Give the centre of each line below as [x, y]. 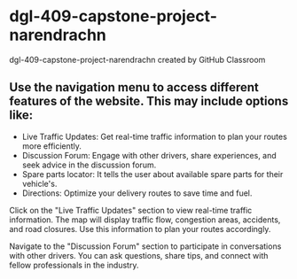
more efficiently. [52, 146]
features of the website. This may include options [149, 101]
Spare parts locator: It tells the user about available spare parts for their [152, 174]
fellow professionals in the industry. [74, 265]
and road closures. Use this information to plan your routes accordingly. [140, 229]
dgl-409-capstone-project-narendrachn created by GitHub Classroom [137, 59]
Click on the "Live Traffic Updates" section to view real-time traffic [131, 210]
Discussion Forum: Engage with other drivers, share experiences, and [149, 155]
